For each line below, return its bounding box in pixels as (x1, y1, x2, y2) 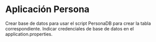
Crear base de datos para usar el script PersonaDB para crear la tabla (5, 20, 151, 26)
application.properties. (5, 31, 53, 37)
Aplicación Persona (5, 4, 90, 15)
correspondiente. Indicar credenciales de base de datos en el (5, 25, 134, 31)
